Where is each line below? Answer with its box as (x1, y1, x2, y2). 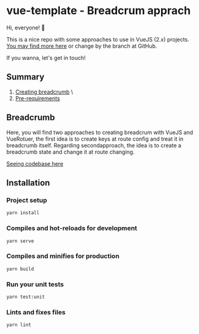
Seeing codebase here (6, 160, 64, 167)
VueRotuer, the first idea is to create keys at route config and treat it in (6, 135, 184, 143)
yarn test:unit (6, 294, 45, 300)
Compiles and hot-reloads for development (6, 224, 138, 232)
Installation (6, 177, 50, 188)
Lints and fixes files (6, 308, 66, 317)
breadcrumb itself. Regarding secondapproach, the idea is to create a (6, 141, 182, 149)
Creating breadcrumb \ (15, 88, 73, 95)
